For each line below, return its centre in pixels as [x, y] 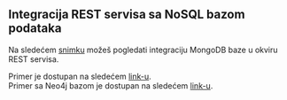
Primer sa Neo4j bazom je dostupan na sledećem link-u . [111, 85]
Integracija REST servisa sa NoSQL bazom [127, 15]
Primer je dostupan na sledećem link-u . [80, 76]
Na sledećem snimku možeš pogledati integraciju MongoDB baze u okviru [143, 50]
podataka [35, 29]
